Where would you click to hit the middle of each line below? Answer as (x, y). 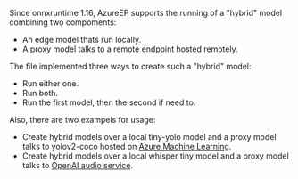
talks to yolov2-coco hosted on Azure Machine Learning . (127, 146)
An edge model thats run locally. (81, 40)
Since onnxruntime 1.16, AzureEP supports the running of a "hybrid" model (146, 13)
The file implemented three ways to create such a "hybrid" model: (130, 66)
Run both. (40, 93)
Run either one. (50, 83)
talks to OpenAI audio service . (78, 165)
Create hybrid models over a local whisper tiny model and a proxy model (156, 156)
